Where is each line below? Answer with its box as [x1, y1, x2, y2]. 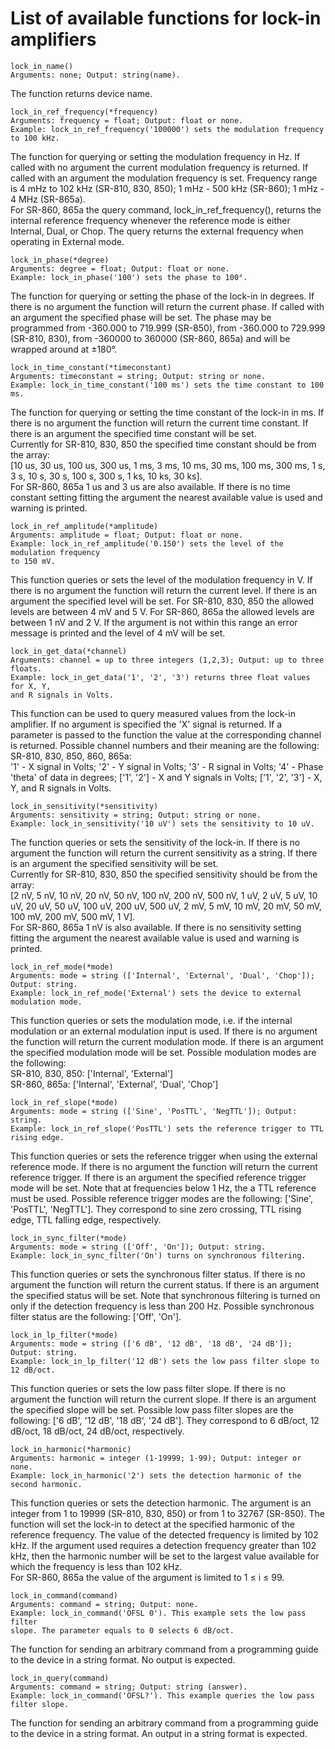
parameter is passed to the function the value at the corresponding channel [10, 728, 322, 741]
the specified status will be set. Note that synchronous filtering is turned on [10, 1289, 321, 1301]
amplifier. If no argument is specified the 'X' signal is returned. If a [10, 718, 283, 730]
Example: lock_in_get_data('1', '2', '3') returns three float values [10, 672, 311, 682]
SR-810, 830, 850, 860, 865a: [10, 750, 132, 762]
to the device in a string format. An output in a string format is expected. [10, 1727, 308, 1739]
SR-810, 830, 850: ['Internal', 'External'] [10, 1067, 174, 1079]
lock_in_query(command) [10, 1673, 110, 1683]
